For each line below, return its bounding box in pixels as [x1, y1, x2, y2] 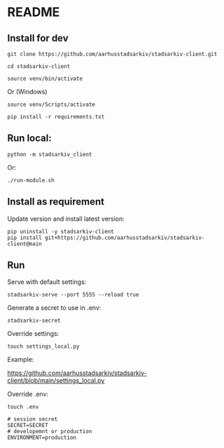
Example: [7, 355, 34, 364]
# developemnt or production [7, 428, 92, 435]
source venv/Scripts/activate [7, 101, 96, 108]
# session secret [7, 416, 58, 423]
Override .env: [7, 390, 49, 398]
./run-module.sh [7, 177, 55, 184]
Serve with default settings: [7, 278, 87, 286]
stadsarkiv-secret [7, 317, 61, 325]
